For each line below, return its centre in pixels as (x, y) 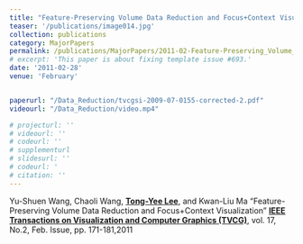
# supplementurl (40, 150)
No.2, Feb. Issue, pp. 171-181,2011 (71, 230)
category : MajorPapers (52, 43)
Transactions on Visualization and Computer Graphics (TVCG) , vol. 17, (143, 220)
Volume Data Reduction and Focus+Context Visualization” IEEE (169, 210)
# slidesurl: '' (40, 158)
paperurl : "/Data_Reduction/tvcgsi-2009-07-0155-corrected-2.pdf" (137, 100)
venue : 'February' (44, 77)
